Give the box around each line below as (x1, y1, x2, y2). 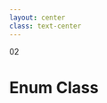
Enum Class (9, 77, 99, 98)
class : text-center (9, 21, 82, 30)
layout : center (9, 13, 66, 22)
